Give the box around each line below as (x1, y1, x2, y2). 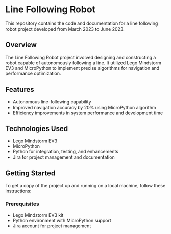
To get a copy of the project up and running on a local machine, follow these (5, 183, 166, 189)
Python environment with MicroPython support (12, 218, 111, 224)
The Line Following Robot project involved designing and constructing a (5, 54, 156, 60)
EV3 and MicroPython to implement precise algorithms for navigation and (5, 65, 160, 71)
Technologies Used (5, 124, 68, 133)
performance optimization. (5, 70, 61, 76)
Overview (5, 41, 37, 49)
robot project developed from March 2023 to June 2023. (5, 25, 125, 32)
